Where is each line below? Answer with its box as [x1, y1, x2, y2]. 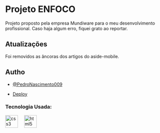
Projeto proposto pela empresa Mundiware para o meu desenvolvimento [5, 20, 155, 26]
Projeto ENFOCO [5, 4, 75, 15]
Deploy [12, 91, 28, 97]
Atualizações [5, 40, 48, 49]
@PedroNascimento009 [12, 81, 63, 87]
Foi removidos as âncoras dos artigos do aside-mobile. [5, 53, 119, 59]
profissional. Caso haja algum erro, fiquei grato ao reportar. [5, 25, 128, 31]
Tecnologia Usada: [5, 103, 52, 110]
